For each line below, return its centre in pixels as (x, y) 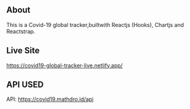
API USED (25, 85)
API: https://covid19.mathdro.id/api (50, 99)
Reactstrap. (21, 31)
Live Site (23, 51)
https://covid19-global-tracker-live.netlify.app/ (65, 65)
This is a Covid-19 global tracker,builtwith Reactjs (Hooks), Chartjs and (95, 24)
